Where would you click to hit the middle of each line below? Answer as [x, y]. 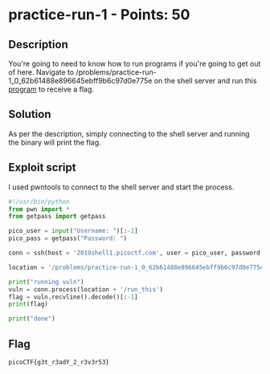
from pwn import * [39, 209]
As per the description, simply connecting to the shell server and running [129, 133]
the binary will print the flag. [55, 142]
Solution [30, 114]
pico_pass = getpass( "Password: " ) [68, 238]
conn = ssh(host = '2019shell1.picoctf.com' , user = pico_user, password [135, 253]
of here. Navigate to [41, 72]
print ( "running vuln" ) [46, 282]
